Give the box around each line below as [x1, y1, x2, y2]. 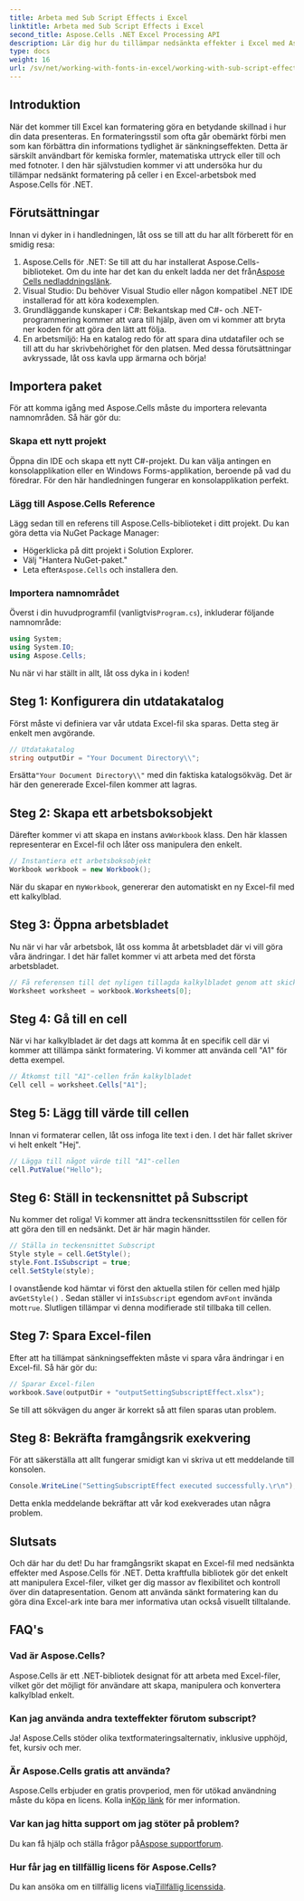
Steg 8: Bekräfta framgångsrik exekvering [9, 1431, 252, 1446]
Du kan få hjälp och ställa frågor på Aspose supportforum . [9, 1838, 223, 1849]
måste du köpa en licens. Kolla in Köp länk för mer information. [9, 1795, 241, 1806]
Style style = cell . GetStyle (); [9, 1250, 131, 1259]
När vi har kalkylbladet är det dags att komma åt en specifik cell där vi [9, 1035, 270, 1046]
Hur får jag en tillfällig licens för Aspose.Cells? [9, 1860, 217, 1873]
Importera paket [9, 378, 102, 394]
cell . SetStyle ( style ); [9, 1267, 95, 1276]
